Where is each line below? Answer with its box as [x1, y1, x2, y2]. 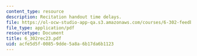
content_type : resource [6, 8, 64, 15]
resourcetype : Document [6, 30, 64, 36]
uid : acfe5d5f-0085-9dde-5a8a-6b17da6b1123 [6, 41, 114, 47]
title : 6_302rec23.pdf [6, 36, 62, 41]
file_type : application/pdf [6, 24, 75, 31]
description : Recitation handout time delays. [6, 14, 122, 20]
